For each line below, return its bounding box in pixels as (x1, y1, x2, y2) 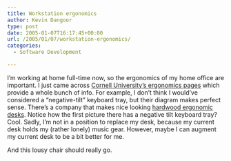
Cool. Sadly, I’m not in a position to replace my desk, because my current (7, 117, 215, 126)
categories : (7, 42, 41, 49)
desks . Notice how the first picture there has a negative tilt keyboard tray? (7, 110, 217, 118)
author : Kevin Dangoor (7, 17, 72, 23)
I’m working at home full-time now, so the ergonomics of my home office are (7, 73, 225, 82)
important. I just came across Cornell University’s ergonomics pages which (7, 81, 220, 89)
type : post (7, 23, 39, 30)
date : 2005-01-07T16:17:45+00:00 (7, 29, 103, 37)
